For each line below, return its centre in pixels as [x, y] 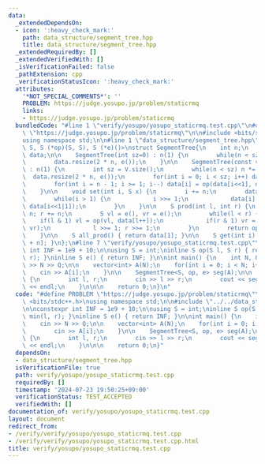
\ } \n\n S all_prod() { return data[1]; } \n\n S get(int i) [139, 236]
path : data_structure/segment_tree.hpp [88, 37]
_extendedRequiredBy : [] [56, 52]
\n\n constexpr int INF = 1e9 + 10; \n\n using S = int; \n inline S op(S [139, 309]
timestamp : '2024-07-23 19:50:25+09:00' [82, 390]
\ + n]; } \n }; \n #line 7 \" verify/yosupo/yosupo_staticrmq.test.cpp [135, 243]
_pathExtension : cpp [49, 74]
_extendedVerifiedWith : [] [60, 60]
